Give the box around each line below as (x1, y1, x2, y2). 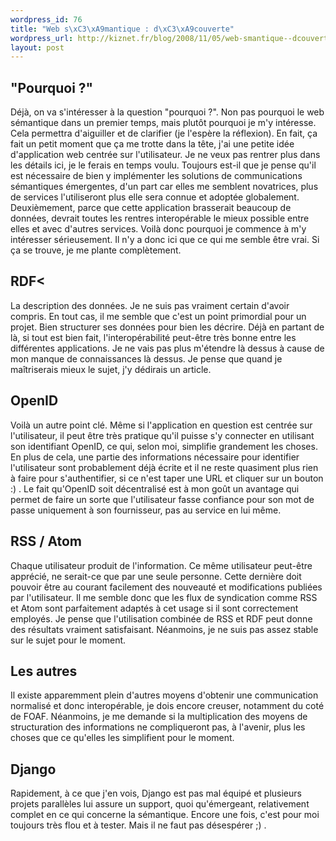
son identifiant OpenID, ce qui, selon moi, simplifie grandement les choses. (10, 440, 318, 452)
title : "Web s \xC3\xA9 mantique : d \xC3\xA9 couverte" (10, 24, 235, 34)
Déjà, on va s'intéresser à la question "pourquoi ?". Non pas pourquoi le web (10, 106, 325, 118)
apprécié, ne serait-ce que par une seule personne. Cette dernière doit (10, 570, 302, 582)
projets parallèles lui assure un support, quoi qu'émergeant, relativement (10, 798, 310, 810)
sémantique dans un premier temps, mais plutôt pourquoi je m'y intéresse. (10, 117, 317, 129)
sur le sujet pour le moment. (10, 634, 127, 646)
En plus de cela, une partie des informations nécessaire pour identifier (10, 451, 300, 463)
